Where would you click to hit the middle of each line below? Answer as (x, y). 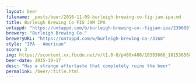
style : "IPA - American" (36, 44)
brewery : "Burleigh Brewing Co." (47, 33)
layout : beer (22, 11)
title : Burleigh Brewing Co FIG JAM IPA (56, 22)
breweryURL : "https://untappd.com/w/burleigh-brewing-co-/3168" (86, 39)
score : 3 (17, 50)
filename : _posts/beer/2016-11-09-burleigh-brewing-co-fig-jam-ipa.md (94, 17)
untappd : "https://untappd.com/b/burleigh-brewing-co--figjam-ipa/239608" (99, 28)
